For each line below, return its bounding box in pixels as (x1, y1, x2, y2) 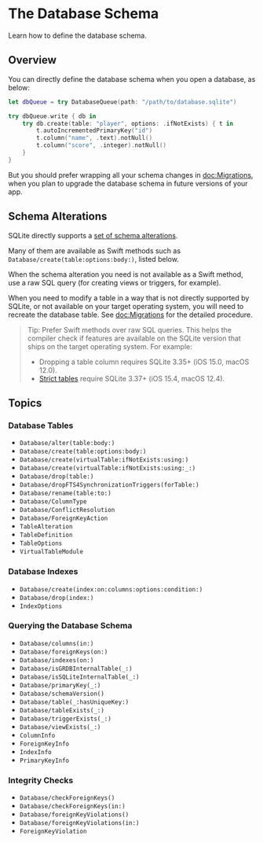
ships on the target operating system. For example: (27, 341, 192, 351)
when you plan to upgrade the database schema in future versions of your (8, 179, 249, 188)
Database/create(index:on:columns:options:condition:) (19, 585, 203, 594)
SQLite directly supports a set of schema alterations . (8, 230, 178, 240)
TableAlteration (19, 523, 73, 531)
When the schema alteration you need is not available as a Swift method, (8, 269, 243, 279)
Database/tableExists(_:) (19, 706, 104, 714)
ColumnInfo (19, 731, 56, 739)
